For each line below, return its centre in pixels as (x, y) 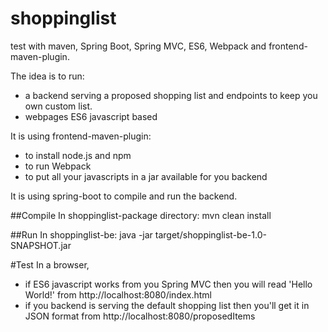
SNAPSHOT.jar (41, 245)
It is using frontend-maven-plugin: (81, 136)
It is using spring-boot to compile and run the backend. (124, 196)
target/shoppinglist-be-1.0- (210, 234)
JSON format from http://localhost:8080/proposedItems (140, 316)
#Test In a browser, (50, 264)
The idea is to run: (47, 76)
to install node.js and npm (78, 155)
